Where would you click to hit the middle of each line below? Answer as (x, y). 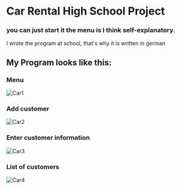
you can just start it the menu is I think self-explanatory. (91, 30)
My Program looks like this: (59, 62)
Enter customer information (48, 138)
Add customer (28, 109)
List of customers (33, 167)
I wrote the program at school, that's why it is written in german (86, 43)
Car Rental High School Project (86, 11)
